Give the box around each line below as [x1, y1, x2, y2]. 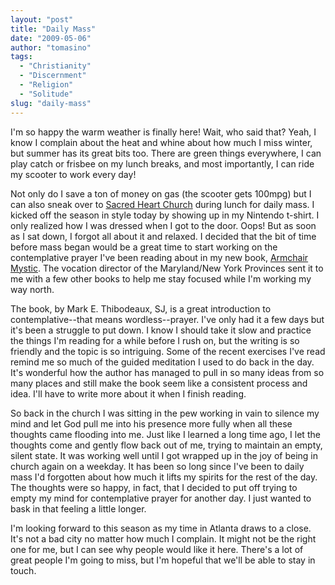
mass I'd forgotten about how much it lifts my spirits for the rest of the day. [10, 471, 318, 483]
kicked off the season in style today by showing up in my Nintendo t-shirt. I [10, 209, 320, 221]
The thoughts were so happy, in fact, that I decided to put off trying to [10, 481, 298, 493]
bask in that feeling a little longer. [10, 502, 147, 515]
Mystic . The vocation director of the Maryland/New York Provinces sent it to [10, 262, 324, 274]
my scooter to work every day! [10, 168, 137, 180]
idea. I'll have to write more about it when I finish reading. [10, 387, 247, 400]
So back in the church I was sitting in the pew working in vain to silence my [10, 407, 320, 419]
